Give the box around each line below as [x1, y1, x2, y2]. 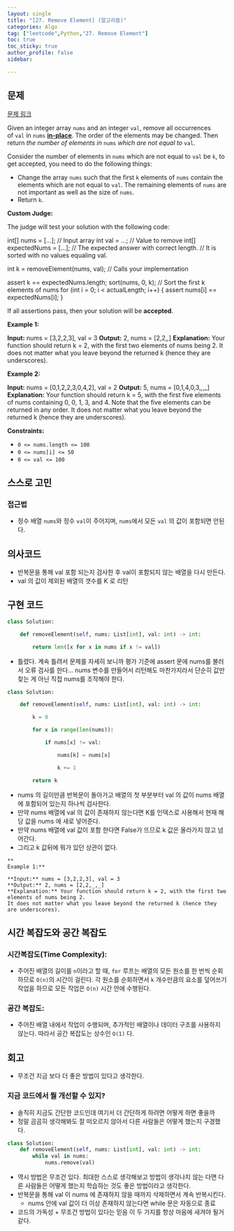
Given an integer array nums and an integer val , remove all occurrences [7, 123, 212, 132]
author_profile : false [7, 50, 73, 57]
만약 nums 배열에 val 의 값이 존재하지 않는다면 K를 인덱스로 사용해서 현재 [17, 808, 217, 816]
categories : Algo [7, 23, 58, 30]
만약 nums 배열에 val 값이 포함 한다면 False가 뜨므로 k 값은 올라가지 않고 [17, 826, 217, 834]
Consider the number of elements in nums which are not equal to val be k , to [7, 152, 225, 160]
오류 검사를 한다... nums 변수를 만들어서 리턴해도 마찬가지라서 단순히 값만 [24, 666, 225, 674]
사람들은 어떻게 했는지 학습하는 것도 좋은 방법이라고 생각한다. [24, 1181, 191, 1190]
